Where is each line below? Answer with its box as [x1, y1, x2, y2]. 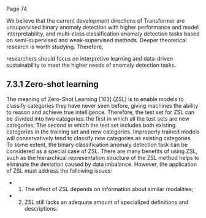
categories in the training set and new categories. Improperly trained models [6, 128, 200, 135]
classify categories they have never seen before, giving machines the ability [6, 102, 199, 109]
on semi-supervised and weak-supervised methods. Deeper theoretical [6, 37, 187, 43]
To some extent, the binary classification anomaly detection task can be [6, 141, 188, 148]
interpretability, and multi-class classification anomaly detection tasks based [6, 30, 200, 37]
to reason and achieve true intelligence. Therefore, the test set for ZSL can [6, 108, 195, 116]
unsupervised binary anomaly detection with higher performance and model [6, 24, 199, 31]
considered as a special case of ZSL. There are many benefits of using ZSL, [6, 147, 198, 155]
